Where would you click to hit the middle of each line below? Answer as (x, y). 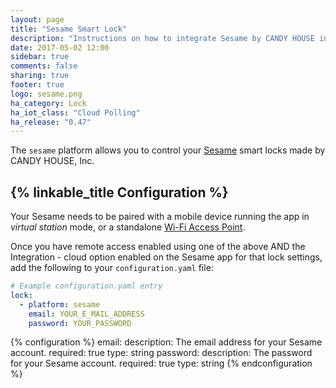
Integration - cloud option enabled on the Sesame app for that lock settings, (166, 257)
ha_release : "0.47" (51, 122)
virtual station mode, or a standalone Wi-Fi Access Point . (128, 227)
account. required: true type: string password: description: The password (161, 353)
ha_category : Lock (48, 103)
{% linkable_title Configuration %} (119, 192)
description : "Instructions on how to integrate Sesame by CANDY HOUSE (162, 38)
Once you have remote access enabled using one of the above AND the (158, 247)
